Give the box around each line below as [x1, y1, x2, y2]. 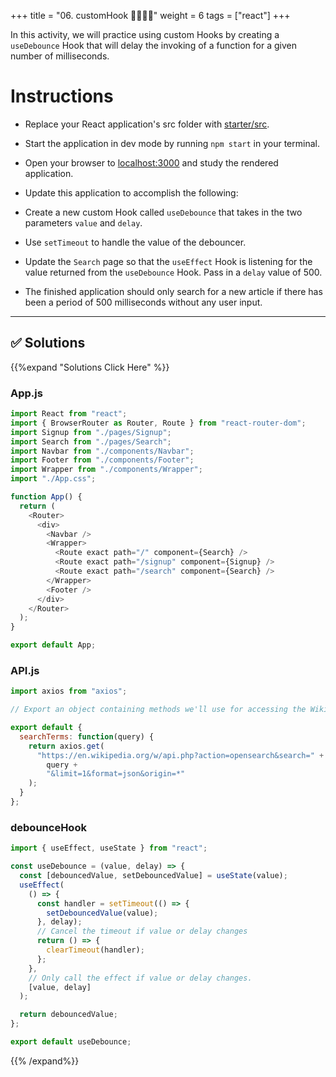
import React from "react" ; [10, 409, 128, 419]
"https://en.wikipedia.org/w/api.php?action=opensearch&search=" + [36, 750, 325, 760]
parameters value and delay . [24, 216, 143, 229]
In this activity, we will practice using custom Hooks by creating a [10, 29, 280, 40]
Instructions [10, 85, 114, 108]
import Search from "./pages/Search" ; [10, 436, 172, 447]
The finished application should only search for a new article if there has [24, 285, 323, 297]
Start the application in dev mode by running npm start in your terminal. [24, 137, 320, 149]
